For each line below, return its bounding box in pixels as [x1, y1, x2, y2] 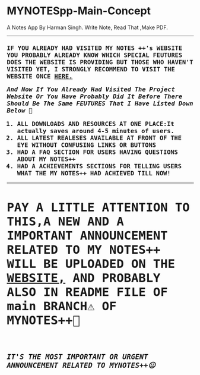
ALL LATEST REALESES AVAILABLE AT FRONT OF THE [17, 134, 182, 142]
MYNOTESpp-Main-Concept [7, 4, 151, 18]
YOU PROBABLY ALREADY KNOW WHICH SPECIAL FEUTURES [7, 51, 183, 59]
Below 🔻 [7, 107, 33, 115]
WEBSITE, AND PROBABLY [7, 270, 161, 285]
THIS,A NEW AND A [7, 214, 124, 229]
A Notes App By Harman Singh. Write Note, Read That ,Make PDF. [7, 24, 168, 31]
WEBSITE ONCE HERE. [7, 73, 73, 80]
